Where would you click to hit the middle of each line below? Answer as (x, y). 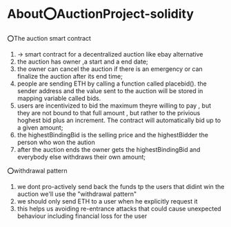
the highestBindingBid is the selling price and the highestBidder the (113, 135)
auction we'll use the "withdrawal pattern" (77, 194)
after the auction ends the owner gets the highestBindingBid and (109, 149)
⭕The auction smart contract (49, 38)
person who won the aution (56, 142)
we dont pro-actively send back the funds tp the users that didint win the (121, 186)
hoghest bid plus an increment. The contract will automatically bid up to (119, 120)
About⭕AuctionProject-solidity (101, 14)
